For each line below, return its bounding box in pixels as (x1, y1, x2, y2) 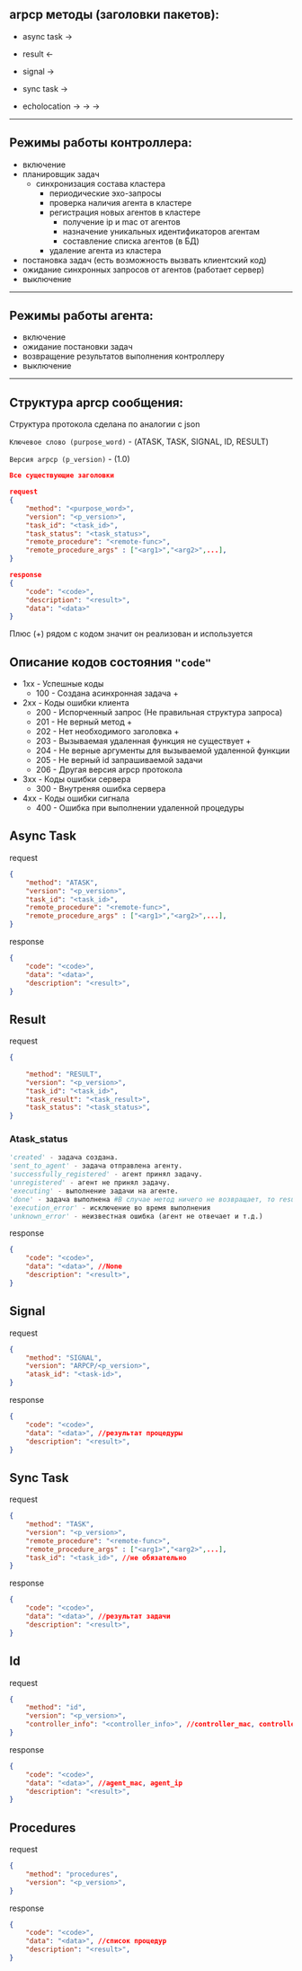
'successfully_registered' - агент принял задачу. (9, 1170, 203, 1179)
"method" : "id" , (25, 1703, 87, 1712)
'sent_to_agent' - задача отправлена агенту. (9, 1161, 182, 1171)
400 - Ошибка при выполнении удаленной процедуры (35, 803, 244, 813)
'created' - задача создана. (9, 1153, 119, 1162)
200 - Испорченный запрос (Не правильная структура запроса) (35, 707, 283, 718)
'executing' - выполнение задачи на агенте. (9, 1186, 179, 1195)
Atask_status (9, 1132, 68, 1145)
